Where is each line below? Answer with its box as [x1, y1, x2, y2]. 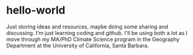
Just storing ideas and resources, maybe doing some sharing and [6, 23, 168, 30]
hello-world [6, 4, 66, 17]
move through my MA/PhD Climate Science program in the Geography [6, 35, 180, 43]
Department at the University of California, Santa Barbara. [6, 42, 149, 49]
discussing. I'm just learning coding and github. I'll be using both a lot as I [6, 29, 188, 36]
